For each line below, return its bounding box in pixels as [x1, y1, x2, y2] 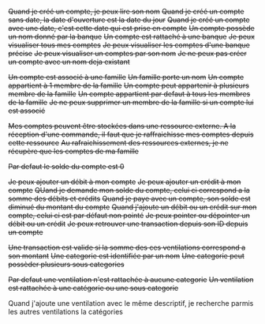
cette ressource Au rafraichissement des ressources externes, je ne [8, 138, 229, 147]
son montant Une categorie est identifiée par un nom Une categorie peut [8, 251, 244, 260]
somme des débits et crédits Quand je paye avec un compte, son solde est [8, 194, 251, 203]
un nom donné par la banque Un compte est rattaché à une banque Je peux [8, 32, 255, 41]
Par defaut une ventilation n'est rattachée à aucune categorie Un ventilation [8, 275, 254, 284]
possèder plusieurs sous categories [8, 260, 125, 269]
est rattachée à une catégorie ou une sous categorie [8, 284, 179, 292]
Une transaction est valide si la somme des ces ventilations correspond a [8, 243, 246, 252]
